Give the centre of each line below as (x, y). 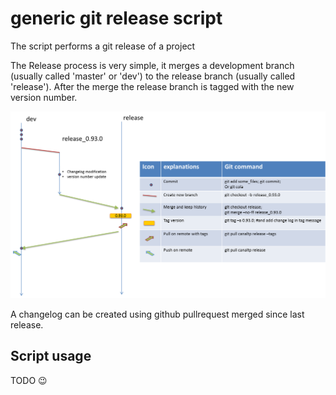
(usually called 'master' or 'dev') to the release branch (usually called (153, 76)
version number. (44, 97)
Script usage (51, 356)
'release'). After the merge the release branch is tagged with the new (152, 86)
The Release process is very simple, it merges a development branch (152, 65)
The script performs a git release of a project (103, 46)
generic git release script (116, 18)
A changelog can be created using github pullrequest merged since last (157, 314)
